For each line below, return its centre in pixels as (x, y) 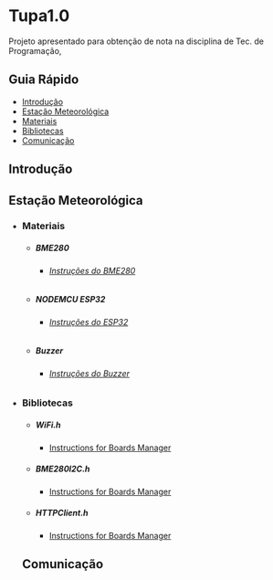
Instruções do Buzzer (89, 374)
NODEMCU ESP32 (70, 300)
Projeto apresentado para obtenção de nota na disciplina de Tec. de (136, 41)
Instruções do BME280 (92, 271)
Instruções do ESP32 (89, 322)
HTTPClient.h (62, 512)
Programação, (35, 50)
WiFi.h (48, 425)
